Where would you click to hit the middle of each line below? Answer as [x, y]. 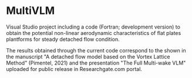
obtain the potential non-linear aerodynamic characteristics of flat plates [94, 33]
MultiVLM [31, 11]
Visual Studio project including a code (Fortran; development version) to [93, 27]
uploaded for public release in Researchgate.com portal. [74, 69]
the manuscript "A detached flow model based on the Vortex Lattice [88, 56]
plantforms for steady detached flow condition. [63, 39]
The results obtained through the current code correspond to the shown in [96, 50]
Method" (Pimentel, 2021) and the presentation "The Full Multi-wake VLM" [96, 63]
